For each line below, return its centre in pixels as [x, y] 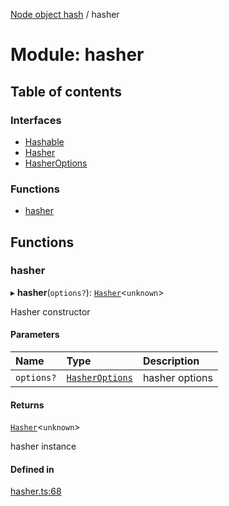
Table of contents [66, 91]
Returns [27, 405]
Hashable [44, 141]
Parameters [35, 335]
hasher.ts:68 [36, 491]
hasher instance [43, 446]
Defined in [32, 469]
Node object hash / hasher [65, 14]
